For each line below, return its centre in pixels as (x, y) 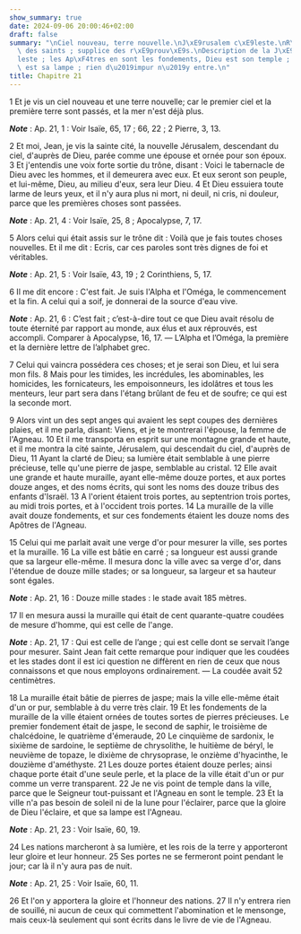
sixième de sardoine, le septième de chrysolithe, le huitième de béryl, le (142, 745)
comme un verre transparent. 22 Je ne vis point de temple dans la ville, (141, 783)
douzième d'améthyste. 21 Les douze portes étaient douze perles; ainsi (141, 764)
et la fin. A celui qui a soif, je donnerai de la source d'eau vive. (124, 301)
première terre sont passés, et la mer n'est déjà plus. (107, 111)
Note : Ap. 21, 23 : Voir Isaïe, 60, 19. (75, 829)
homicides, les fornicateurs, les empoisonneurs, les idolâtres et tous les (142, 383)
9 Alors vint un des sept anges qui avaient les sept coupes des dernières (143, 420)
